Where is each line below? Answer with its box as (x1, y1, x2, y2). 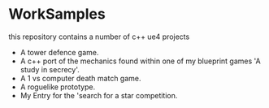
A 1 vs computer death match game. (20, 73, 141, 83)
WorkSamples (8, 5, 106, 24)
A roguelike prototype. (20, 82, 96, 92)
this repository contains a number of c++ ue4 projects (8, 32, 190, 41)
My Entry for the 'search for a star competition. (20, 90, 178, 100)
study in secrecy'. (20, 64, 80, 74)
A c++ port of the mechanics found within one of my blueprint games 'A (20, 56, 262, 66)
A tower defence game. (20, 47, 99, 57)
